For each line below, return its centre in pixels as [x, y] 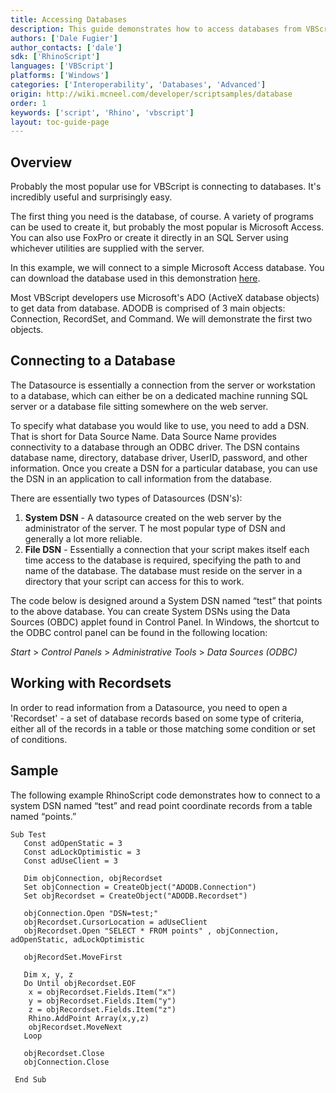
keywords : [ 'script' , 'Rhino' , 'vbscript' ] [102, 112]
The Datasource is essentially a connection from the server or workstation [163, 385]
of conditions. [39, 739]
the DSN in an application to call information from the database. [141, 478]
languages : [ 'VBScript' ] [62, 66]
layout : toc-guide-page [60, 122]
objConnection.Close [66, 1062]
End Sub [30, 1079]
